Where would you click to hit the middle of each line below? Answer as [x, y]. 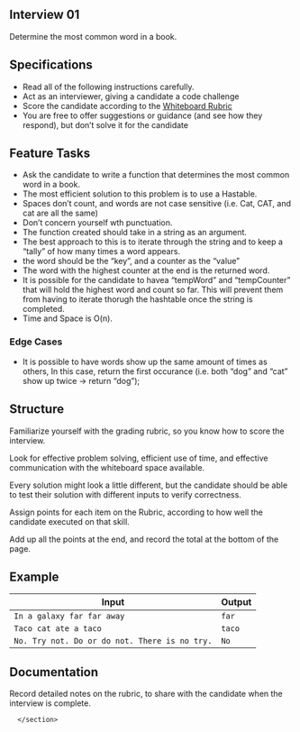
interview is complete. [50, 703]
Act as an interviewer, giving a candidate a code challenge [131, 96]
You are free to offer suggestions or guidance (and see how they [142, 115]
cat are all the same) [60, 213]
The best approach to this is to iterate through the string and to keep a [153, 242]
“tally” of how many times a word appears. [101, 252]
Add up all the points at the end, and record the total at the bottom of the [144, 539]
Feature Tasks [50, 154]
